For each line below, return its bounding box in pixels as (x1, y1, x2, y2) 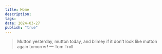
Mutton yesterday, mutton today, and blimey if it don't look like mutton (17, 38, 157, 44)
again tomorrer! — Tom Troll (17, 44, 74, 50)
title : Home (5, 7, 29, 12)
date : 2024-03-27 (5, 20, 40, 26)
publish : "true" (5, 25, 38, 30)
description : (5, 12, 32, 17)
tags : (5, 16, 16, 21)
